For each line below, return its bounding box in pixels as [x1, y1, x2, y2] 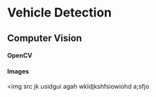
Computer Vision [7, 32, 83, 44]
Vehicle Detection [7, 5, 112, 21]
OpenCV [7, 52, 33, 60]
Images [7, 67, 29, 75]
